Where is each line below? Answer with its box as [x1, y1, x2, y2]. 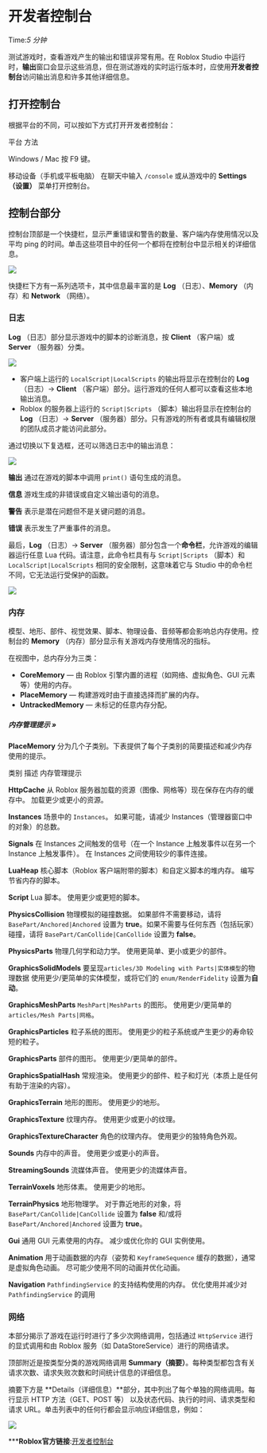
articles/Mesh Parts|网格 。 [8, 1010, 99, 1020]
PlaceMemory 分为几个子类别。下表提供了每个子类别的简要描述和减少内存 [8, 741, 253, 751]
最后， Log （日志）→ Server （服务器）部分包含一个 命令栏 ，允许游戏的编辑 [8, 540, 258, 549]
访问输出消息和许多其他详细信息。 [22, 72, 133, 81]
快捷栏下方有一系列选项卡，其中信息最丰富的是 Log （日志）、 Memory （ [8, 280, 247, 291]
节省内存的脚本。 [8, 876, 64, 885]
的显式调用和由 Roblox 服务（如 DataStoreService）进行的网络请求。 [8, 1341, 234, 1350]
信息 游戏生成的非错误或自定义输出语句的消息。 [8, 489, 164, 498]
